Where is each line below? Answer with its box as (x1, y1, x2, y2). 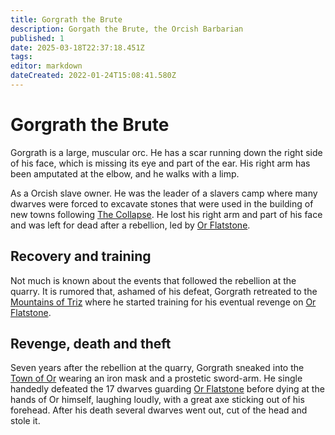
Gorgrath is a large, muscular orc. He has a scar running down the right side (10, 146, 323, 158)
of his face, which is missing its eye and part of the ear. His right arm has (10, 157, 311, 169)
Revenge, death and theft (10, 336, 172, 353)
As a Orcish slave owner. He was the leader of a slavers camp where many (10, 187, 318, 199)
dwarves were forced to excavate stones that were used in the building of (10, 197, 314, 210)
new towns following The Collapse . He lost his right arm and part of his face (10, 208, 323, 220)
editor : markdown (10, 61, 83, 71)
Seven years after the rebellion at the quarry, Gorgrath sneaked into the (10, 362, 305, 374)
